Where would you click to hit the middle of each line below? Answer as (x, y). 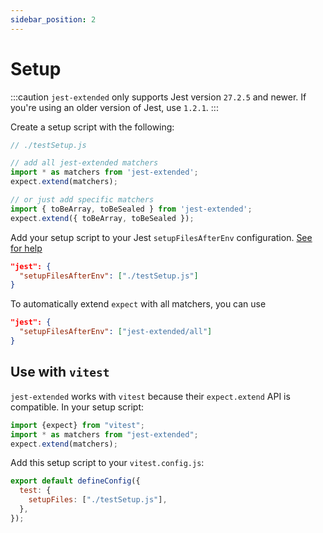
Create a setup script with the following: (92, 127)
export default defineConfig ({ (75, 481)
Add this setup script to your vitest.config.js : (107, 463)
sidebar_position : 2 (53, 19)
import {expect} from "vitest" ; (77, 425)
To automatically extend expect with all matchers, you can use (138, 304)
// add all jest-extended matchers (84, 163)
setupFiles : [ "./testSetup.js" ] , (98, 500)
